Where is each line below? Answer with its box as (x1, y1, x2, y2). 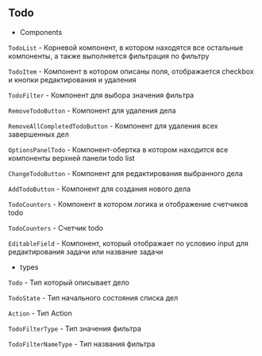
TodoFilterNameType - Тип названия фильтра (8, 339, 156, 348)
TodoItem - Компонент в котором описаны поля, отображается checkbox (8, 67, 254, 76)
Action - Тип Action (8, 308, 73, 318)
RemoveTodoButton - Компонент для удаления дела (8, 105, 176, 115)
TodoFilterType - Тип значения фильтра (8, 323, 141, 333)
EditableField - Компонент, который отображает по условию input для (8, 238, 249, 248)
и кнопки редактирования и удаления (8, 75, 137, 84)
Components (19, 27, 63, 36)
